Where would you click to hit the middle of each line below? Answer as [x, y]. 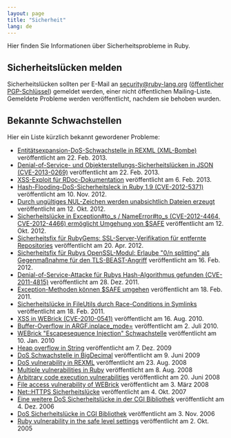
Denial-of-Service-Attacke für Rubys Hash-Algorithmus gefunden [110, 275]
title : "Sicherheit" [37, 20]
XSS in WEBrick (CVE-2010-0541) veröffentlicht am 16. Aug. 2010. [111, 319]
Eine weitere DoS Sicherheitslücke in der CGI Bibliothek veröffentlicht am [121, 399]
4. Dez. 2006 [36, 406]
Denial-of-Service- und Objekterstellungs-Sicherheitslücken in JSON [115, 165]
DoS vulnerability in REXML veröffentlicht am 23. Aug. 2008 [102, 363]
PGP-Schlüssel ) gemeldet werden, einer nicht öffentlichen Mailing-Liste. [110, 92]
